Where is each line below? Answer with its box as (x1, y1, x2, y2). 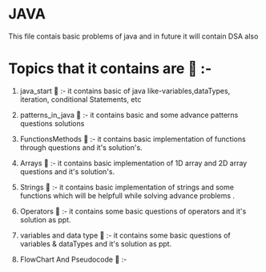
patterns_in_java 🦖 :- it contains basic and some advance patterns (19, 110, 239, 120)
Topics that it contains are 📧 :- (8, 59, 212, 78)
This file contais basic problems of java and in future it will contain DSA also (8, 31, 259, 41)
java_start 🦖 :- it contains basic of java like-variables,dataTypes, (19, 86, 231, 95)
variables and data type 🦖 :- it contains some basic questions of (19, 230, 231, 240)
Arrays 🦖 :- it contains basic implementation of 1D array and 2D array (19, 158, 248, 168)
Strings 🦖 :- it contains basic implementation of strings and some (19, 182, 235, 192)
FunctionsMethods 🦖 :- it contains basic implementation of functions (19, 134, 246, 144)
